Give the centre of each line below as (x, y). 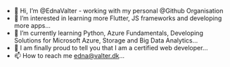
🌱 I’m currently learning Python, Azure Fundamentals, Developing (109, 33)
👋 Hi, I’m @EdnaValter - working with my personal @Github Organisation (119, 11)
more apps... (32, 25)
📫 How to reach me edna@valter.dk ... (69, 55)
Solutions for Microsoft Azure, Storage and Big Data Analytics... (106, 40)
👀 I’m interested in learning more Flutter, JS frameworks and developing (118, 18)
